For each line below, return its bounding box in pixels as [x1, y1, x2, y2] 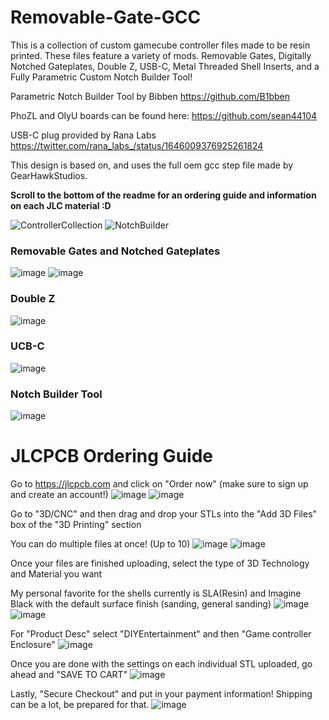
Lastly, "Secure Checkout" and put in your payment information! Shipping [10, 688, 313, 700]
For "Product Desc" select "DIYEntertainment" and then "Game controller [10, 628, 312, 640]
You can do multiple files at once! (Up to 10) [10, 538, 191, 550]
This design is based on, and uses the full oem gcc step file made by [10, 159, 294, 171]
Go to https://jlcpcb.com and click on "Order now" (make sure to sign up [10, 478, 309, 490]
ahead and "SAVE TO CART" [10, 669, 128, 681]
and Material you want [10, 568, 103, 580]
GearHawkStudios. [10, 169, 88, 181]
